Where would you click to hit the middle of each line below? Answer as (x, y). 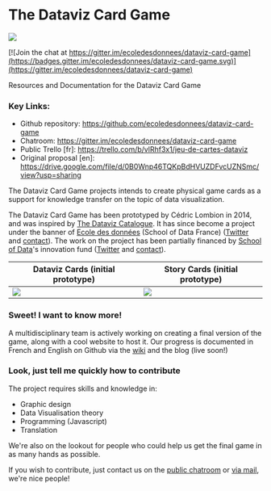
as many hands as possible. (54, 454)
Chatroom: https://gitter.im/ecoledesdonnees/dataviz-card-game (128, 141)
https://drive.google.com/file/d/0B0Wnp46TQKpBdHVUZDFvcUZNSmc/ (140, 166)
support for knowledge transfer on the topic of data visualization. (116, 199)
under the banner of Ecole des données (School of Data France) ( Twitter (129, 233)
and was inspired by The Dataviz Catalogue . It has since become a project (132, 224)
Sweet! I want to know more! (65, 315)
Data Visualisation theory (62, 413)
